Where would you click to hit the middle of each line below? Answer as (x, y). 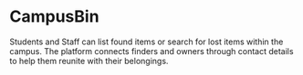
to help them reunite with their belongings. (89, 61)
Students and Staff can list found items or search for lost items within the (146, 42)
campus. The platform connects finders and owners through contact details (151, 51)
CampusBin (54, 17)
